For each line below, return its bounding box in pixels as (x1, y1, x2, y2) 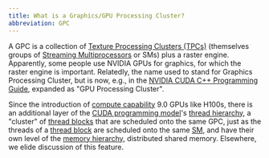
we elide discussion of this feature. (8, 142, 124, 152)
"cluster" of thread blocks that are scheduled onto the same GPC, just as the (8, 116, 262, 126)
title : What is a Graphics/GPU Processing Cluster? (8, 11, 185, 20)
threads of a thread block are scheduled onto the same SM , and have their (8, 125, 255, 135)
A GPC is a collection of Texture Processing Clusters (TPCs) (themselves (8, 41, 250, 51)
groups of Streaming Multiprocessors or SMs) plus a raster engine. (8, 50, 230, 59)
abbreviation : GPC (8, 19, 70, 27)
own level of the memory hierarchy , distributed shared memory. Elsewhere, (8, 133, 257, 143)
